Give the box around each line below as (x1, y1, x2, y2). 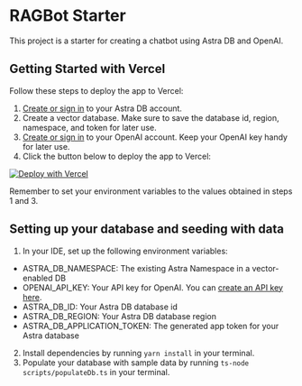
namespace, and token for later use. (22, 122, 157, 133)
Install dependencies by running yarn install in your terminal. (22, 347, 255, 358)
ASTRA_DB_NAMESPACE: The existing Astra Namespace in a (22, 262, 251, 273)
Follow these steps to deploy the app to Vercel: (9, 85, 184, 96)
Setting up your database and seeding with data (9, 222, 284, 237)
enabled (22, 272, 53, 283)
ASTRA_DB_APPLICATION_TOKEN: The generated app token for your (22, 320, 279, 331)
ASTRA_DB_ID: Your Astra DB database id (22, 301, 178, 312)
